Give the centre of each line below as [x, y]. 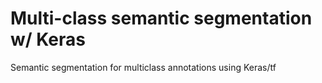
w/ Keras [48, 39]
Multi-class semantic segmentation [161, 18]
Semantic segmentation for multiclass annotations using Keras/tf [143, 67]
